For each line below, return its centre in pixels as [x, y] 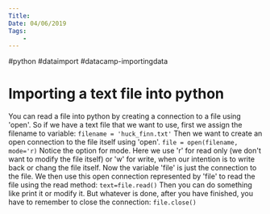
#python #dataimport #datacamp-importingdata [88, 61]
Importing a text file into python [116, 94]
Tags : [17, 31]
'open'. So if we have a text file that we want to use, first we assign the [125, 125]
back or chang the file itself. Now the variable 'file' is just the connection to [133, 168]
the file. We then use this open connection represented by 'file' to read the [132, 176]
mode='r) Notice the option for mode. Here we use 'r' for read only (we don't [135, 151]
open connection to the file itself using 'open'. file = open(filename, [123, 142]
